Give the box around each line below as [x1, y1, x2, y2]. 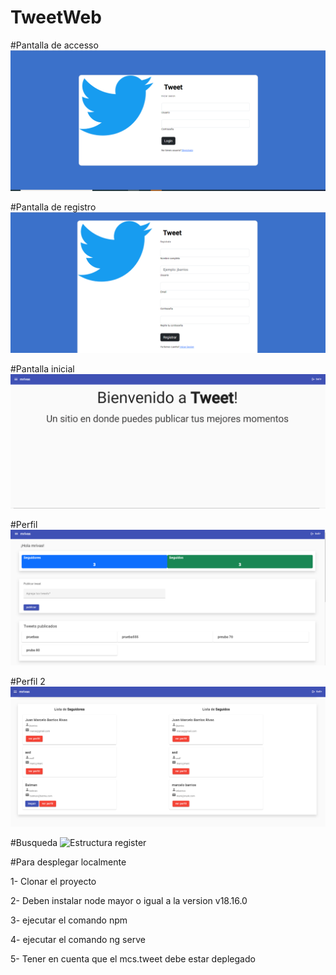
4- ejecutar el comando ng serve [10, 934, 146, 946]
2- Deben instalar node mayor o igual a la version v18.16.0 [10, 895, 248, 907]
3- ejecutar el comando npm [10, 914, 128, 926]
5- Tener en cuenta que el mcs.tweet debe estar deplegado [10, 953, 256, 965]
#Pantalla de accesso [10, 39, 99, 51]
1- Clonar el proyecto [10, 876, 97, 888]
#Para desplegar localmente [10, 856, 127, 868]
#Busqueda [10, 837, 58, 849]
